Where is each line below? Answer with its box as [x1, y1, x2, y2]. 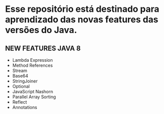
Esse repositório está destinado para [5, 3, 160, 15]
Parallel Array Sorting [12, 94, 56, 100]
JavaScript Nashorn [12, 89, 54, 94]
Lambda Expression [12, 57, 53, 63]
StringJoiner [12, 78, 38, 84]
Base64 [12, 73, 29, 78]
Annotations [12, 105, 37, 110]
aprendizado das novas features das [5, 14, 159, 25]
